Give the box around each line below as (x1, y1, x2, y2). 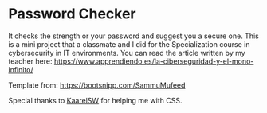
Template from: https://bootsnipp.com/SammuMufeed (8, 80, 186, 90)
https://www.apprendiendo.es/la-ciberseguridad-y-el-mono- (53, 56, 254, 66)
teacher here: (8, 56, 53, 66)
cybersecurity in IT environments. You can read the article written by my (8, 48, 245, 57)
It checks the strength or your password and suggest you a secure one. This (8, 31, 259, 41)
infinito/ (8, 64, 33, 74)
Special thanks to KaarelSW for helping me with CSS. (8, 95, 183, 105)
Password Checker (8, 5, 136, 23)
